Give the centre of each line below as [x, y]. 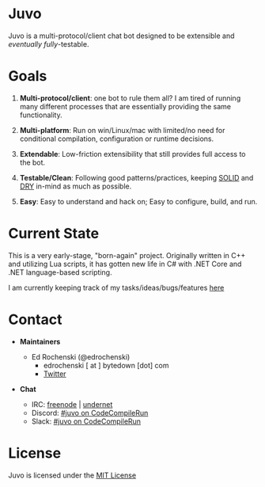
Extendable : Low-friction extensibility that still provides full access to [132, 154]
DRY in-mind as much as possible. [76, 186]
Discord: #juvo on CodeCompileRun [90, 413]
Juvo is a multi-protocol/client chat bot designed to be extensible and [121, 36]
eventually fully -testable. [49, 44]
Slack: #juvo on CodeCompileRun [86, 421]
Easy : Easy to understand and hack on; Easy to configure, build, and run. [138, 201]
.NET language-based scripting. [60, 272]
